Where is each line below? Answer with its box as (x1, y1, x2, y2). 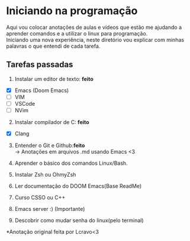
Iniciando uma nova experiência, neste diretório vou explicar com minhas (6, 36, 185, 43)
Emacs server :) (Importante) (14, 206, 85, 213)
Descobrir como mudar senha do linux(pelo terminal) (14, 217, 144, 224)
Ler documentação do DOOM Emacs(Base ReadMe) (14, 183, 142, 190)
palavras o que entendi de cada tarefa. (6, 43, 101, 50)
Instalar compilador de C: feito (14, 119, 90, 125)
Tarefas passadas (6, 60, 73, 70)
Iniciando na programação (6, 4, 138, 18)
